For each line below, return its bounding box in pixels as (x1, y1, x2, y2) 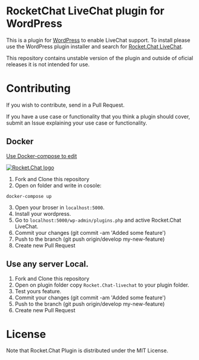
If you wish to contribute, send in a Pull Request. (6, 101, 125, 108)
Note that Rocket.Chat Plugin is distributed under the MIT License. (6, 347, 169, 354)
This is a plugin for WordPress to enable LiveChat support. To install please (6, 36, 191, 44)
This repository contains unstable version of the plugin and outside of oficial (6, 54, 194, 61)
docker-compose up (6, 193, 52, 199)
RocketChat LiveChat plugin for (6, 4, 165, 18)
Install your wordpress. (14, 210, 71, 217)
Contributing (6, 82, 71, 95)
